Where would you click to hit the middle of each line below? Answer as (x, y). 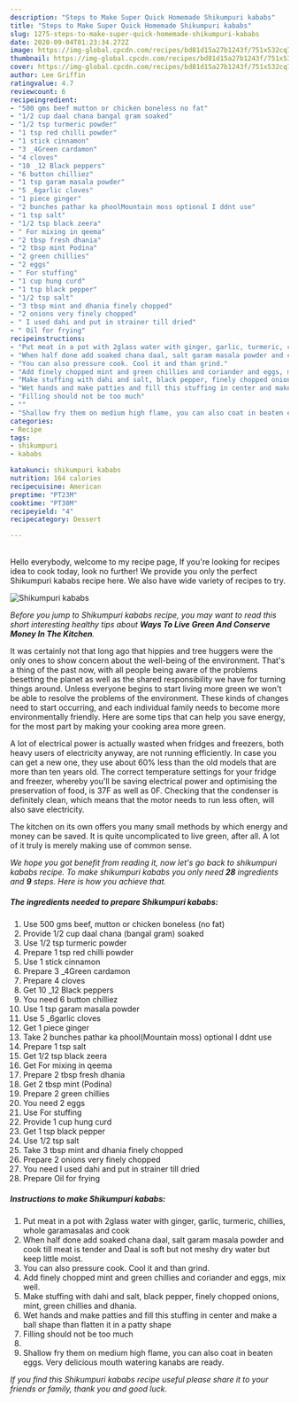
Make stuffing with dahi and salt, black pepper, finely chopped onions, (151, 1297)
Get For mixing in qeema (68, 1065)
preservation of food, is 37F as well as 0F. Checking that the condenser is (145, 791)
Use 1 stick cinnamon (61, 962)
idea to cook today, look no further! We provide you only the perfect (134, 572)
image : (22, 51)
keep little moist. (53, 1259)
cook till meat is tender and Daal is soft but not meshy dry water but (146, 1250)
